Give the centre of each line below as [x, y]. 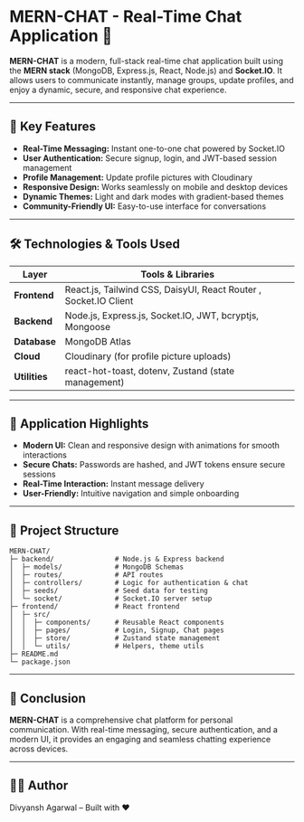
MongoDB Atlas [98, 341]
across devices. [39, 749]
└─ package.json [40, 662]
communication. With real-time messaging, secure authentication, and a [144, 729]
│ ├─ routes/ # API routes [87, 575]
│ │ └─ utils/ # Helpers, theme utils [107, 647]
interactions [45, 455]
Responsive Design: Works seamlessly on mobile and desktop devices [155, 186]
